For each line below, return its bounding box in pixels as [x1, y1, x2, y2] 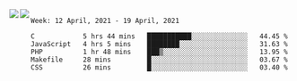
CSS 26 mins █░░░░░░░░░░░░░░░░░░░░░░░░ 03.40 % [31, 63, 289, 72]
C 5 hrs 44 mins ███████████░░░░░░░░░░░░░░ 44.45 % [31, 32, 289, 41]
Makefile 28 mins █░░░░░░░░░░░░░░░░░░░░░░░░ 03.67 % [31, 55, 289, 64]
